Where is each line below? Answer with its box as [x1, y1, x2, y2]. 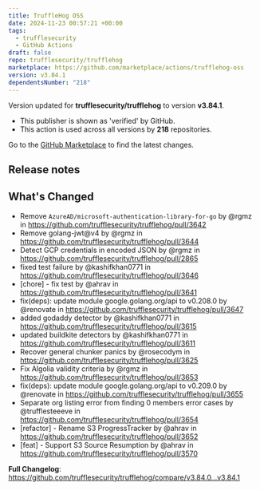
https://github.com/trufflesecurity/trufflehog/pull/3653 [19, 372, 199, 381]
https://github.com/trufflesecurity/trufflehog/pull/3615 [19, 321, 197, 331]
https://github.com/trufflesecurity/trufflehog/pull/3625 [19, 355, 199, 365]
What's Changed [8, 190, 94, 204]
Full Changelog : [8, 464, 61, 473]
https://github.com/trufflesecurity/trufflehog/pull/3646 [19, 271, 199, 280]
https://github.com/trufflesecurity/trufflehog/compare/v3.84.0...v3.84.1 [8, 472, 241, 482]
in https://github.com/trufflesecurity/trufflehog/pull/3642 [19, 219, 207, 229]
